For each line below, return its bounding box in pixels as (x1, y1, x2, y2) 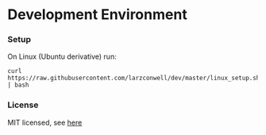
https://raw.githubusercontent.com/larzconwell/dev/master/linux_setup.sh (7, 74, 260, 83)
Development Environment (7, 6, 187, 24)
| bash (7, 81, 29, 89)
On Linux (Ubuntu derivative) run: (7, 52, 117, 61)
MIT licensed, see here (7, 118, 83, 127)
